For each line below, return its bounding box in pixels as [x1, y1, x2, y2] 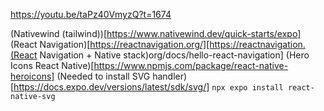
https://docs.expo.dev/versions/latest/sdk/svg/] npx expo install [13, 81, 284, 93]
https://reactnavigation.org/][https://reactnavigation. [89, 39, 306, 50]
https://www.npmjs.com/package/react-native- [93, 60, 289, 71]
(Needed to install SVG [56, 70, 151, 82]
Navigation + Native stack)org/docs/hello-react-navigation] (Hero [39, 49, 310, 61]
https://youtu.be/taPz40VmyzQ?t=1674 [10, 9, 172, 20]
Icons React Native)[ [10, 60, 95, 71]
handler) [152, 70, 188, 82]
